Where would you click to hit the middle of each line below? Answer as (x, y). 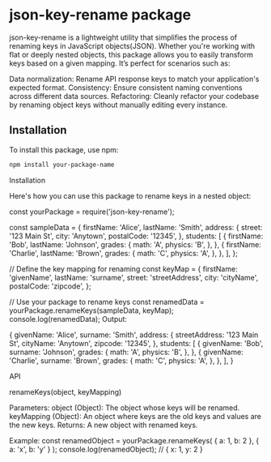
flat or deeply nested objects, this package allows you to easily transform (131, 54)
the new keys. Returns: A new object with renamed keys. (104, 425)
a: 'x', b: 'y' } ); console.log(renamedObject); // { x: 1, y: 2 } (106, 449)
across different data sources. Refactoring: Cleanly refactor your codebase (134, 96)
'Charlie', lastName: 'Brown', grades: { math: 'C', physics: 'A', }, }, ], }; (123, 253)
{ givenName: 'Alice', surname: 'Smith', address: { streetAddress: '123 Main (134, 335)
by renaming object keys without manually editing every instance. (119, 105)
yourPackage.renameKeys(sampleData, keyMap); (92, 310)
